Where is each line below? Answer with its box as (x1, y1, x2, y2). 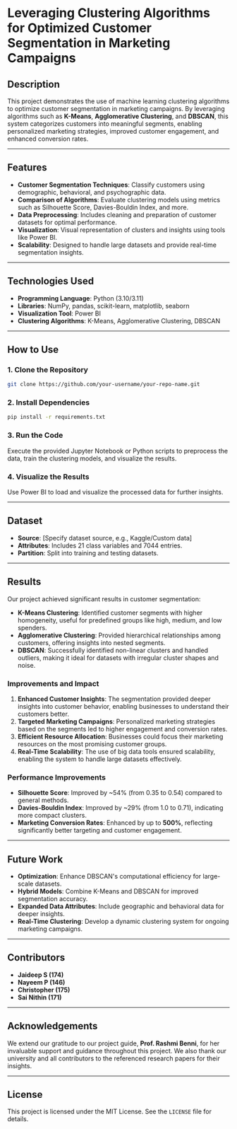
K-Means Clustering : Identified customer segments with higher (17, 608, 203, 617)
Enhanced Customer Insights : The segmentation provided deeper (17, 695, 212, 703)
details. (7, 1115, 29, 1123)
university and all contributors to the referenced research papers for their (7, 1054, 220, 1063)
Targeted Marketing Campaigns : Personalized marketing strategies (17, 717, 216, 726)
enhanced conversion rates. (7, 134, 89, 143)
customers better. (17, 710, 69, 718)
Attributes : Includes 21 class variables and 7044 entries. (17, 541, 183, 550)
